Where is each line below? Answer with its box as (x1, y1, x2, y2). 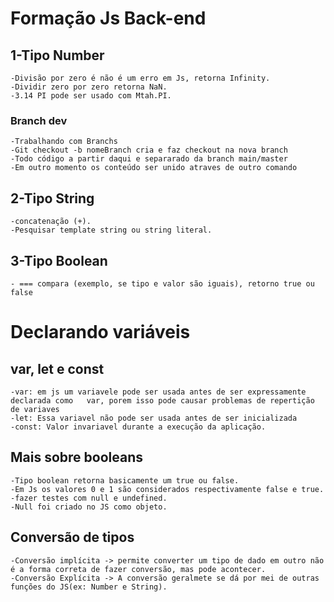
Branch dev (10, 113, 68, 127)
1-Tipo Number (10, 47, 105, 64)
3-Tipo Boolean (10, 252, 108, 269)
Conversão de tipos (10, 529, 135, 546)
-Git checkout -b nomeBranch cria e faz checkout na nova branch (10, 145, 288, 156)
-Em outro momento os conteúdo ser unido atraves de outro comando (10, 163, 298, 173)
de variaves (10, 404, 60, 414)
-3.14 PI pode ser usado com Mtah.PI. (10, 91, 172, 101)
